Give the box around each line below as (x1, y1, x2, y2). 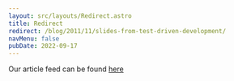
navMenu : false (8, 34, 60, 43)
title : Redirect (8, 19, 63, 28)
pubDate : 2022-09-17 (8, 42, 79, 50)
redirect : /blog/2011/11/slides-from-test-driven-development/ (8, 27, 227, 35)
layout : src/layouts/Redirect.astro (8, 11, 132, 20)
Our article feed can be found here (8, 64, 124, 74)
